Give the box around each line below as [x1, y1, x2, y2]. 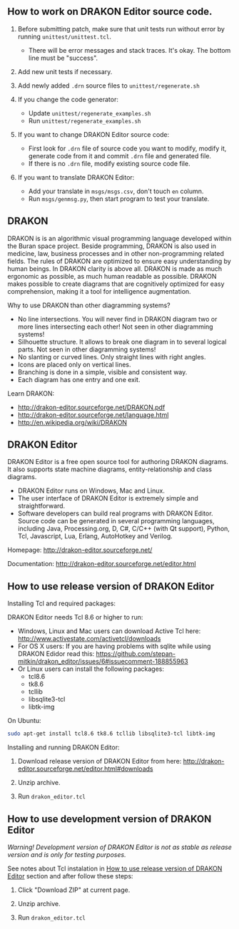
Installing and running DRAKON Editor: [7, 743, 120, 751]
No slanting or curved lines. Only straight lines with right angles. [17, 352, 206, 361]
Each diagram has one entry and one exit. [17, 375, 141, 384]
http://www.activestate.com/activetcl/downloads [17, 635, 161, 643]
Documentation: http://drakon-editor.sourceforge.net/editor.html [7, 560, 196, 568]
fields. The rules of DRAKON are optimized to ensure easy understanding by [7, 257, 232, 265]
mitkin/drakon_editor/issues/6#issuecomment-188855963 [17, 657, 188, 666]
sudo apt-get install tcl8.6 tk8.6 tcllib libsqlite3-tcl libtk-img [7, 730, 215, 737]
